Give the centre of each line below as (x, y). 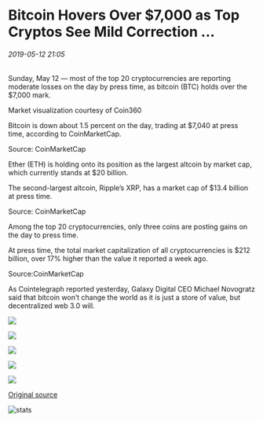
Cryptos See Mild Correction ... (111, 32)
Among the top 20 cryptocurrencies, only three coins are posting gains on (128, 227)
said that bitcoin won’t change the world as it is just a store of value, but (124, 298)
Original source (33, 394)
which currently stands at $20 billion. (68, 173)
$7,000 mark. (29, 95)
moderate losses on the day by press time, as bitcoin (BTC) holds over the (128, 87)
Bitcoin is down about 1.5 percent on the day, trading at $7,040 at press (123, 126)
